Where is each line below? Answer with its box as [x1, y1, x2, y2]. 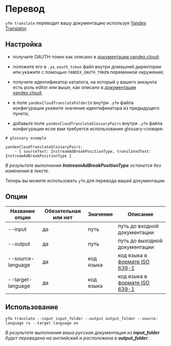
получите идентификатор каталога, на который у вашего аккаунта [12, 78, 157, 85]
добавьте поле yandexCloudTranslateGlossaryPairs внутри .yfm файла [12, 120, 163, 126]
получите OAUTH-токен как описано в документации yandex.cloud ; [12, 54, 160, 60]
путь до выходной [118, 237, 163, 244]
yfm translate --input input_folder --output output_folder [5, 316, 136, 322]
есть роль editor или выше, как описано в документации [12, 84, 136, 90]
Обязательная [44, 207, 81, 215]
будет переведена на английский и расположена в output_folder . [5, 335, 149, 341]
